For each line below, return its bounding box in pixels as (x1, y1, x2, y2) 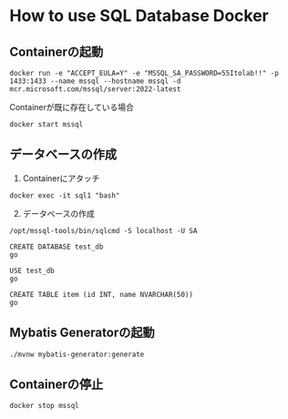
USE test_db (9, 266, 55, 275)
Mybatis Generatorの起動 (9, 325, 155, 341)
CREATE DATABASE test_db (9, 242, 104, 251)
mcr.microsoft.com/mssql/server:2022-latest (9, 85, 181, 94)
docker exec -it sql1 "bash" (9, 190, 120, 200)
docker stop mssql (9, 402, 79, 411)
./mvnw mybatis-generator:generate (9, 350, 145, 359)
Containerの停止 (9, 377, 104, 393)
